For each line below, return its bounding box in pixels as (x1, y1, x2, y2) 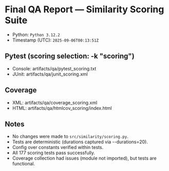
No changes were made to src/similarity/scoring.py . (12, 134, 129, 140)
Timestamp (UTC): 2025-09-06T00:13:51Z (12, 37, 99, 43)
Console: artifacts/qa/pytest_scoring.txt (12, 65, 97, 71)
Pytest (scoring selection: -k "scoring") (5, 52, 135, 61)
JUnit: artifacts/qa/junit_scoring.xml (12, 71, 88, 77)
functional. (12, 161, 35, 167)
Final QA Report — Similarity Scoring (5, 4, 164, 15)
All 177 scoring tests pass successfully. (12, 150, 96, 156)
